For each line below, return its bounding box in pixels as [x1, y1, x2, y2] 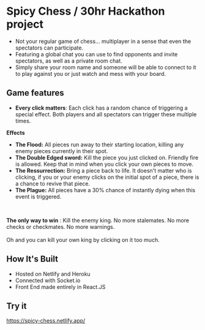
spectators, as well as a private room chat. [15, 57, 122, 64]
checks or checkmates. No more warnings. [6, 223, 115, 230]
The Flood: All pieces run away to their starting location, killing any [15, 141, 184, 148]
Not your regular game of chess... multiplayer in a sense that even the [15, 37, 192, 45]
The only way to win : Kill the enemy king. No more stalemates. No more [6, 216, 190, 224]
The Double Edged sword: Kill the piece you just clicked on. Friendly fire [15, 154, 199, 161]
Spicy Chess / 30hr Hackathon [6, 4, 165, 18]
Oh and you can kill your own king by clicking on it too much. [6, 236, 160, 243]
